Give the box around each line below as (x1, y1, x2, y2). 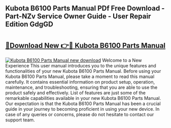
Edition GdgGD (5, 20, 54, 29)
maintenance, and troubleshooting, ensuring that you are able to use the (5, 84, 158, 90)
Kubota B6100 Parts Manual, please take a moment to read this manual (5, 73, 155, 80)
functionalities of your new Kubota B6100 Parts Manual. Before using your (5, 68, 161, 74)
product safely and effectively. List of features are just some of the (5, 90, 146, 96)
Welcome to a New (102, 57, 142, 63)
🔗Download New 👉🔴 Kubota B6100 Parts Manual (5, 41, 166, 50)
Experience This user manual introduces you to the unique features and (5, 63, 156, 68)
